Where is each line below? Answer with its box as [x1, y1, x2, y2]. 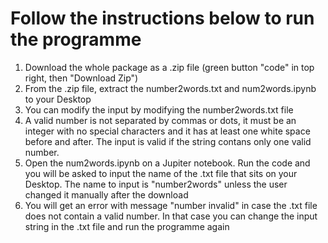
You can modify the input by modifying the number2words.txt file [24, 103, 294, 116]
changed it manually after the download [24, 188, 189, 201]
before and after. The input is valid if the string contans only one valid [24, 135, 312, 147]
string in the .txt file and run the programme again [24, 220, 230, 232]
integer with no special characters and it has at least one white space [24, 125, 311, 137]
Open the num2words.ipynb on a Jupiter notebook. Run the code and [24, 157, 311, 169]
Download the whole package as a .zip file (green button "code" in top [24, 61, 315, 73]
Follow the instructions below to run [10, 7, 315, 30]
